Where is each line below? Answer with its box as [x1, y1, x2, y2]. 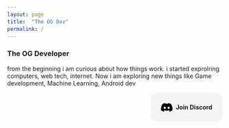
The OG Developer [7, 49, 70, 58]
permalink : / [7, 25, 44, 32]
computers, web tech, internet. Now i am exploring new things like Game [7, 72, 212, 80]
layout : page [7, 11, 44, 18]
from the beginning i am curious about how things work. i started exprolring [7, 64, 220, 73]
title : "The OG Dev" [7, 18, 69, 25]
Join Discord [175, 103, 213, 112]
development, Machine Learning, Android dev [7, 79, 136, 87]
